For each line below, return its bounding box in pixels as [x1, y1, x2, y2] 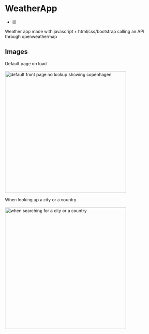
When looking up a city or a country [5, 196, 76, 202]
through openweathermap [5, 34, 57, 39]
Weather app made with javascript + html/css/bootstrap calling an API [5, 28, 145, 34]
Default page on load [5, 60, 47, 66]
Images [5, 48, 28, 56]
